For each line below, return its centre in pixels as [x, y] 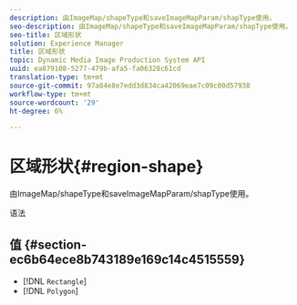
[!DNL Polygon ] [51, 291]
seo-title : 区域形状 [46, 35]
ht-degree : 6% [36, 111]
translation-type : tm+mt [56, 77]
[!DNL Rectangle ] [54, 281]
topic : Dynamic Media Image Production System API [108, 60]
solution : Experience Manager [67, 43]
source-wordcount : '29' [55, 102]
